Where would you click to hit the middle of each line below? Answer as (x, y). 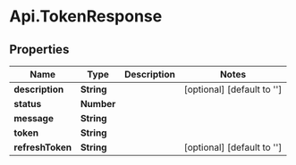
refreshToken (43, 147)
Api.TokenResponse (86, 16)
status (28, 104)
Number (98, 104)
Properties (39, 49)
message (34, 118)
